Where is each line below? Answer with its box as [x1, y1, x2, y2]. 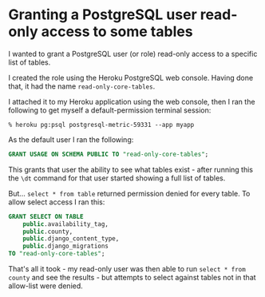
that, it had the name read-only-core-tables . [8, 81, 156, 91]
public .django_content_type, [22, 235, 120, 243]
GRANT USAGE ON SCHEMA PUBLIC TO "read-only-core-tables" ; [8, 150, 209, 158]
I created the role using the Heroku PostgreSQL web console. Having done [8, 73, 254, 82]
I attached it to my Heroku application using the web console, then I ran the [8, 97, 255, 106]
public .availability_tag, [22, 220, 109, 228]
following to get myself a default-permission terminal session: [8, 105, 212, 115]
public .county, [22, 228, 73, 236]
